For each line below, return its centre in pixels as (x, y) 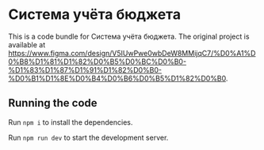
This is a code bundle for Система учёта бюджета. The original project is (129, 36)
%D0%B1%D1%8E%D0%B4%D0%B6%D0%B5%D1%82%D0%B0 (117, 78)
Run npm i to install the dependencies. (71, 122)
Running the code (53, 103)
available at (27, 44)
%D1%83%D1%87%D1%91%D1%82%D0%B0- (85, 69)
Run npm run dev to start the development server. (88, 137)
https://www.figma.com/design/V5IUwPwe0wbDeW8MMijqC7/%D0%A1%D (132, 53)
